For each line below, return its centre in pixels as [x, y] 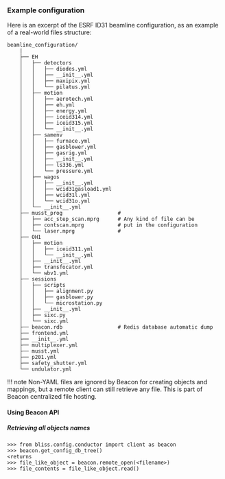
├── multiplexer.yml [49, 345]
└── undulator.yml [46, 369]
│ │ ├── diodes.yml [54, 69]
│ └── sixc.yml [44, 321]
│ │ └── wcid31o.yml [55, 201]
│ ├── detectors [46, 63]
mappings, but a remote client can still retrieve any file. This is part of [105, 389]
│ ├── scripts [43, 285]
